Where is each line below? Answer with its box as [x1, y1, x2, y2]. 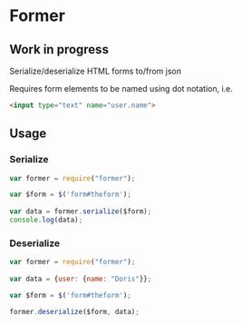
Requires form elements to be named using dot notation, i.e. [9, 84, 234, 94]
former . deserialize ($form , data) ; [9, 307, 140, 316]
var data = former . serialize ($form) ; [9, 207, 152, 216]
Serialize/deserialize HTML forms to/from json [9, 65, 182, 76]
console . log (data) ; [9, 215, 83, 225]
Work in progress [9, 42, 109, 57]
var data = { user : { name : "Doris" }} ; [9, 274, 152, 283]
